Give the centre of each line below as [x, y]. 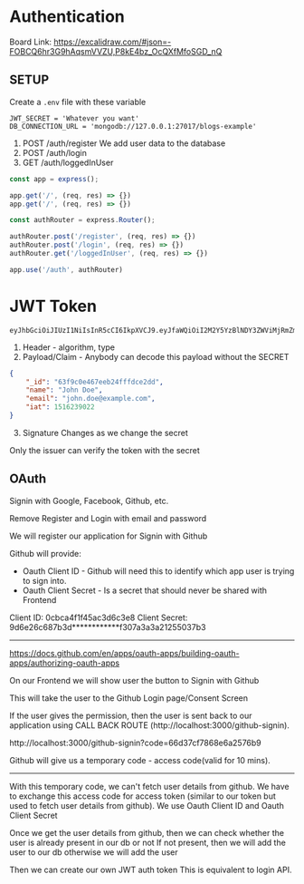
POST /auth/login [55, 152]
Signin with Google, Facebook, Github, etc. [89, 500]
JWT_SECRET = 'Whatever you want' [75, 118]
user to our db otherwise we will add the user [94, 852]
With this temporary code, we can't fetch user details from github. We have [149, 786]
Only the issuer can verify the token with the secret [105, 450]
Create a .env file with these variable [78, 102]
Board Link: [31, 42]
